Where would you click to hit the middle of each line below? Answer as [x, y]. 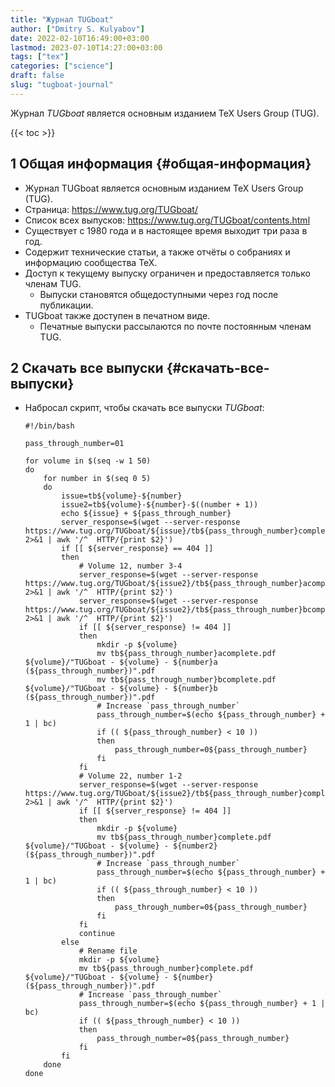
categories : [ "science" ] [62, 66]
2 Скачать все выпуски [87, 367]
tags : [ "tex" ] [40, 57]
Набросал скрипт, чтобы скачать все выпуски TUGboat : [144, 408]
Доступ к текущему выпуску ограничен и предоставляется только [167, 273]
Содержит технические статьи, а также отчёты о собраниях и [157, 252]
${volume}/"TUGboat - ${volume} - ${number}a [121, 662]
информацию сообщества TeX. [91, 262]
